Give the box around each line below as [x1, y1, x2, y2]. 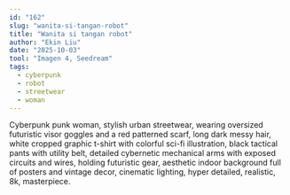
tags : [9, 63, 29, 72]
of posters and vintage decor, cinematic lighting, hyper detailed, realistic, [9, 167, 277, 177]
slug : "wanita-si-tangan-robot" [9, 21, 129, 30]
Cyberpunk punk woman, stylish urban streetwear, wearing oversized [9, 120, 263, 130]
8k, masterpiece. [9, 176, 71, 187]
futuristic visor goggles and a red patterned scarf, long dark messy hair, [9, 129, 272, 140]
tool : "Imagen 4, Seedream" [9, 54, 114, 63]
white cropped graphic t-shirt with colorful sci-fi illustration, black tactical [9, 138, 278, 149]
